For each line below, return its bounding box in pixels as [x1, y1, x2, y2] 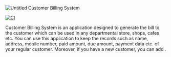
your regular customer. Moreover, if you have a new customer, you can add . [5, 46, 166, 52]
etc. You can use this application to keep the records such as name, [5, 36, 148, 41]
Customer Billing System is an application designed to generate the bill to [5, 24, 160, 31]
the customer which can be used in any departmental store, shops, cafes [5, 30, 160, 36]
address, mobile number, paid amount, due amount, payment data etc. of [5, 41, 160, 47]
